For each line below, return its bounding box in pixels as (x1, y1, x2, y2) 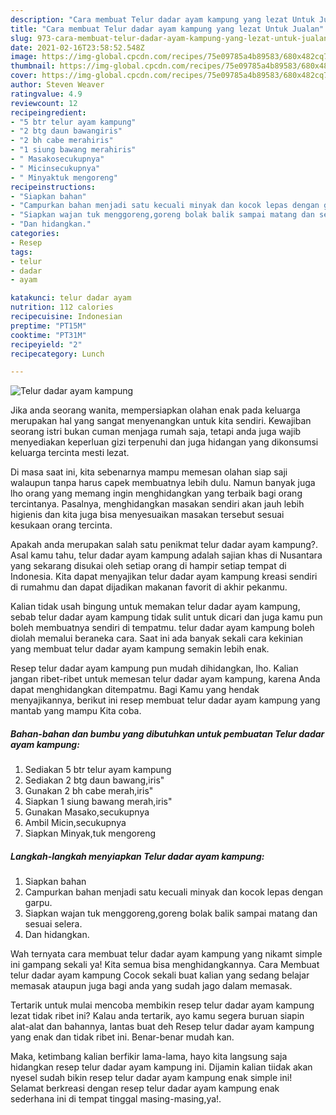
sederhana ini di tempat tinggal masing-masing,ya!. (10, 1093, 222, 1105)
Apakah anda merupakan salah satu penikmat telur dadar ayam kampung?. (10, 539, 319, 551)
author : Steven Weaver (10, 80, 105, 90)
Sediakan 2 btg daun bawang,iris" (24, 774, 165, 786)
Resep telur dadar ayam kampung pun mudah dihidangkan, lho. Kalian (10, 662, 299, 675)
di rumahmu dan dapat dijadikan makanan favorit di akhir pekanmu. (10, 581, 288, 593)
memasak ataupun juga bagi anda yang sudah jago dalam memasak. (10, 980, 293, 992)
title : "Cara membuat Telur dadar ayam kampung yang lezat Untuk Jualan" (10, 24, 325, 34)
